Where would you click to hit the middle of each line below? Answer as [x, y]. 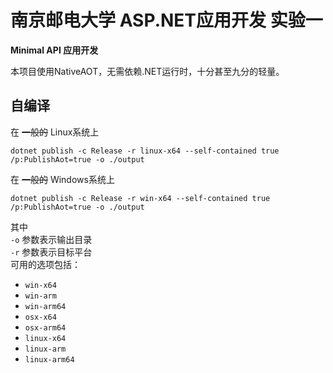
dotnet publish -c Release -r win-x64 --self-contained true [140, 198]
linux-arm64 [49, 359]
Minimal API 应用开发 [54, 50]
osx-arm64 [45, 327]
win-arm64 [45, 306]
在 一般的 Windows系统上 [62, 179]
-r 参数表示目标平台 [51, 252]
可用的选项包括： [45, 264]
